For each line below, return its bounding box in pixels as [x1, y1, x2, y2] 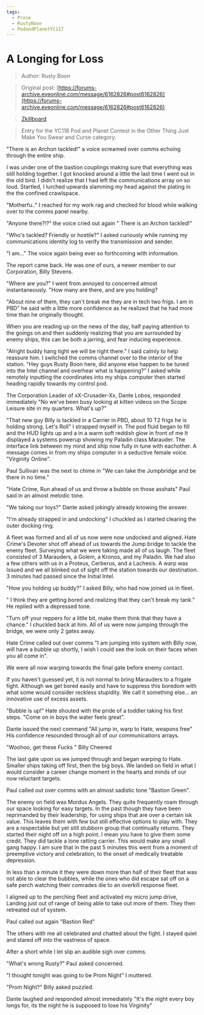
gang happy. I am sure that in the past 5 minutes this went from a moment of [6, 844, 198, 851]
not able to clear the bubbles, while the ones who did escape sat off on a [6, 875, 189, 882]
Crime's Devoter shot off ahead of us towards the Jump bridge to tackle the [6, 540, 197, 548]
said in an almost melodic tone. [6, 492, 85, 500]
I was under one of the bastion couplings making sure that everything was [6, 164, 192, 171]
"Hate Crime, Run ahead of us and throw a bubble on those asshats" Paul [6, 486, 191, 493]
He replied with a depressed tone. [6, 603, 91, 610]
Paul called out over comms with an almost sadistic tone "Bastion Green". [6, 787, 191, 794]
